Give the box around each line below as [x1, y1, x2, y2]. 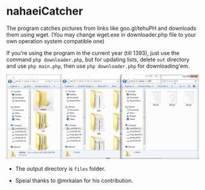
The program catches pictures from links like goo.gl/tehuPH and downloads [6, 24, 196, 32]
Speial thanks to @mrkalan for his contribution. [15, 177, 134, 185]
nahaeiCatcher [6, 4, 84, 18]
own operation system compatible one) [6, 37, 105, 45]
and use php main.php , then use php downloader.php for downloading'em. [6, 62, 190, 70]
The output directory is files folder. [15, 165, 106, 172]
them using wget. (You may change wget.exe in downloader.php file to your [6, 31, 196, 38]
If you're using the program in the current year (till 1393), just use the [6, 49, 180, 56]
